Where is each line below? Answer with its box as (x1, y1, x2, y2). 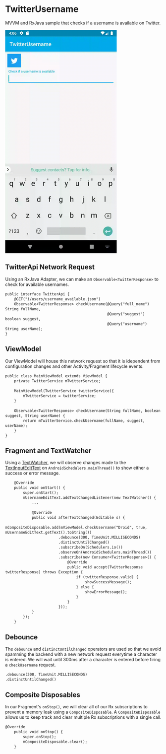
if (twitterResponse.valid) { (76, 575, 139, 580)
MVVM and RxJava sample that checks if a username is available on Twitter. (5, 20, 161, 26)
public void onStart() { (14, 485, 65, 490)
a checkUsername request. (5, 662, 56, 668)
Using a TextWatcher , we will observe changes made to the (5, 460, 126, 466)
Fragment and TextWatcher (5, 446, 92, 455)
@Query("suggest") (107, 311, 145, 316)
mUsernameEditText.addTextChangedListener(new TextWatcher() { (23, 495, 156, 500)
